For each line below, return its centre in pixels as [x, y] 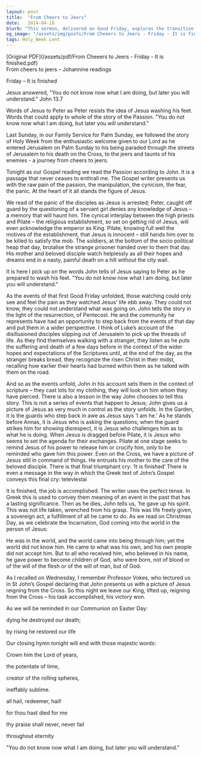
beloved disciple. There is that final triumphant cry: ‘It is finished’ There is [97, 467]
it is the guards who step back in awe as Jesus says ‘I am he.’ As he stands [99, 416]
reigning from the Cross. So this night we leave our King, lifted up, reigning [98, 590]
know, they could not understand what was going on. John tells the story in [99, 308]
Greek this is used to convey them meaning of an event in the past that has [98, 497]
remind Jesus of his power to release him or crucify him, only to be [89, 447]
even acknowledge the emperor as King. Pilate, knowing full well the [90, 228]
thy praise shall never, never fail [45, 724]
